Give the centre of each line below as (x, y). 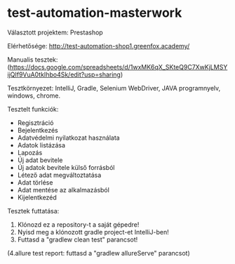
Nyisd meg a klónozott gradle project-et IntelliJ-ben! (93, 232)
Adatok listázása (41, 145)
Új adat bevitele (40, 160)
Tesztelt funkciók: (33, 109)
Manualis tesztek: (33, 59)
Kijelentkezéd (37, 197)
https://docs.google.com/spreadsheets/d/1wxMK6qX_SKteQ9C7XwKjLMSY (119, 67)
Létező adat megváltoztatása (59, 175)
